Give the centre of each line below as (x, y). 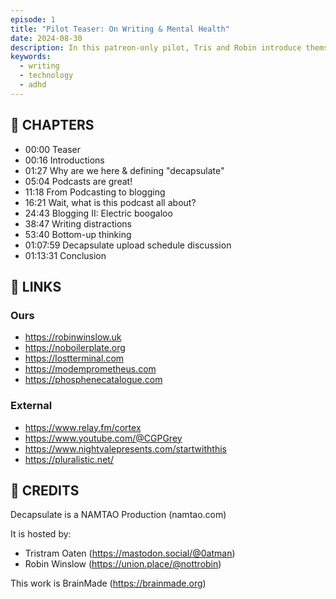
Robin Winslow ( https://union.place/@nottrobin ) (123, 564)
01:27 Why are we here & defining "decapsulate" (124, 170)
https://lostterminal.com (74, 358)
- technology (46, 76)
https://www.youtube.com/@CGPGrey (103, 438)
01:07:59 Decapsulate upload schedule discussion (128, 245)
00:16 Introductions (64, 160)
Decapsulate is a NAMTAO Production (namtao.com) (118, 515)
